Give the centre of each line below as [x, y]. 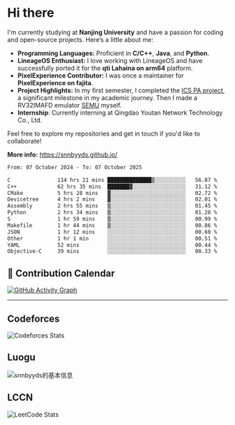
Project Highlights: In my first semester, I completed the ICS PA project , [121, 90]
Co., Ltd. [30, 120]
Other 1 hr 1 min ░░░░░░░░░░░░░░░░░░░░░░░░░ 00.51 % [112, 238]
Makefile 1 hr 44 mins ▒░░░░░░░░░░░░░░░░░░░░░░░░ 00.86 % [112, 225]
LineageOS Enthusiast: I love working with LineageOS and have [110, 60]
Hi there [31, 13]
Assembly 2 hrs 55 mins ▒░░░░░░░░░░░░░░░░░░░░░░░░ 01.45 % [112, 206]
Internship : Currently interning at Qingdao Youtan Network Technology [120, 113]
